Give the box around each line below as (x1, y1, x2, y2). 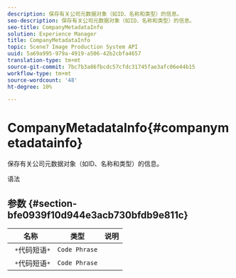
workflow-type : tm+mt (7, 70, 72, 77)
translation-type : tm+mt (7, 57, 81, 64)
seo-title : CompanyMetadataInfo (7, 23, 103, 31)
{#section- (28, 197, 77, 210)
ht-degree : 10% (7, 83, 53, 90)
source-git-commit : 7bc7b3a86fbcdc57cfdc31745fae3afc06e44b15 (7, 63, 195, 70)
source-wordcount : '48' (7, 76, 78, 84)
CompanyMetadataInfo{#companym (7, 120, 230, 136)
